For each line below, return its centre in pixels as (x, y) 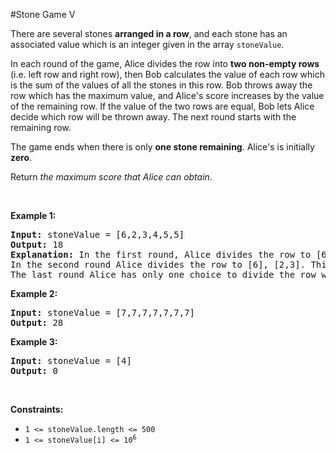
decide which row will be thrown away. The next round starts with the (153, 117)
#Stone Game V (43, 14)
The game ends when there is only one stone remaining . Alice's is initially (162, 147)
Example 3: (34, 342)
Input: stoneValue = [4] (71, 360)
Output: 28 (37, 322)
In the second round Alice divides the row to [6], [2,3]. (158, 264)
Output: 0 (34, 370)
